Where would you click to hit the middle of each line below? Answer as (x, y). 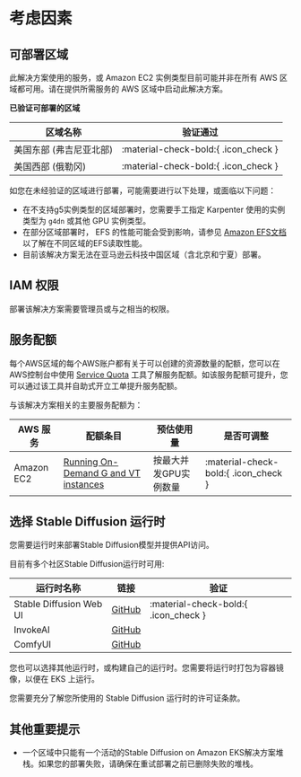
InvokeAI (32, 630)
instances (84, 484)
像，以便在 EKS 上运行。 (55, 679)
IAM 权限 (34, 285)
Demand (81, 472)
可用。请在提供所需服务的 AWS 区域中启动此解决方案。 (126, 89)
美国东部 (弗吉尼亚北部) (64, 150)
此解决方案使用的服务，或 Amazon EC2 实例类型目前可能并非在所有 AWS (143, 78)
